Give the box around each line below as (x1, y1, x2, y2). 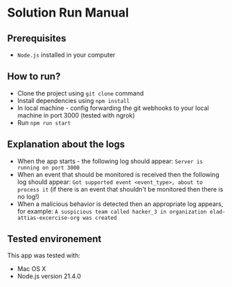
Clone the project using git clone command (17, 89, 144, 98)
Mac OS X (17, 265, 46, 273)
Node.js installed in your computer (17, 50, 116, 59)
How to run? (7, 71, 61, 82)
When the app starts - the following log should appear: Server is (17, 157, 203, 165)
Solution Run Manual (7, 5, 130, 21)
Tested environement (7, 233, 102, 245)
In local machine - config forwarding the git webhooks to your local (17, 104, 209, 112)
